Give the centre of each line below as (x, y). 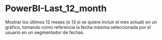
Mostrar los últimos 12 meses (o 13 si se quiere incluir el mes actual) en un (81, 22)
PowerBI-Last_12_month (56, 9)
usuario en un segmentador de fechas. (45, 32)
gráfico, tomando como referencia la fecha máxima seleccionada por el (78, 27)
